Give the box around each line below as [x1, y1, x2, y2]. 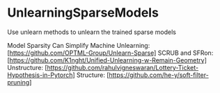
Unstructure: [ [7, 63, 47, 71]
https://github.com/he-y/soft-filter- [109, 71, 209, 79]
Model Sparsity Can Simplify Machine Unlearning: [7, 41, 150, 49]
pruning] [7, 78, 32, 86]
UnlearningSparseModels [7, 5, 159, 21]
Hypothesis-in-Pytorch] [7, 71, 75, 79]
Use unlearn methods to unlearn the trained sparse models [7, 28, 176, 36]
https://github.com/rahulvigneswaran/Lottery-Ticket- [47, 63, 199, 71]
